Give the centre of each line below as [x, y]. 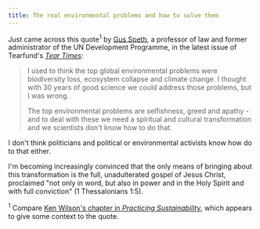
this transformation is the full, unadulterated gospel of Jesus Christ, [117, 175]
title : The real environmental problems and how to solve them [114, 15]
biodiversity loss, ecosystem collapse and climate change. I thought [137, 79]
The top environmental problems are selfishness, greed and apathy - [138, 111]
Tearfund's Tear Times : [46, 56]
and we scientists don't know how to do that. [99, 128]
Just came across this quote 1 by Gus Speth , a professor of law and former [128, 38]
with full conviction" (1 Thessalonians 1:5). [76, 191]
